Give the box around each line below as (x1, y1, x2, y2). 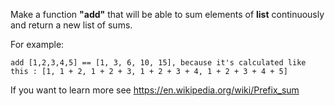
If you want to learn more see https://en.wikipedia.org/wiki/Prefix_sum (10, 84, 300, 96)
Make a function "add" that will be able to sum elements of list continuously (10, 9, 325, 20)
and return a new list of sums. (10, 19, 133, 31)
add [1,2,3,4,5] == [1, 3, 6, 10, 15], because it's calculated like (10, 58, 307, 68)
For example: (10, 39, 65, 50)
